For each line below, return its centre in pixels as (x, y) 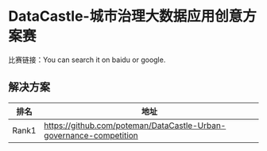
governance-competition (91, 135)
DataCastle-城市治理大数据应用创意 (126, 16)
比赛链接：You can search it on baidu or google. (87, 60)
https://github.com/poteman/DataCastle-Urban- (135, 126)
